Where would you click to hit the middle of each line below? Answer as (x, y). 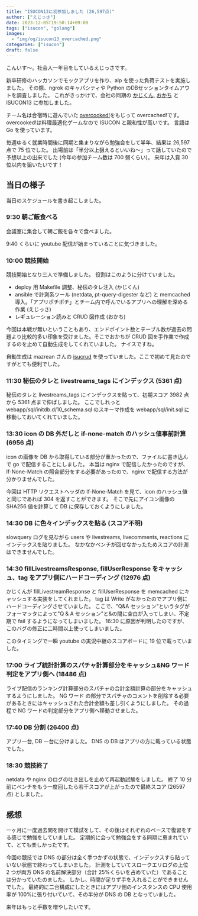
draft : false (22, 50)
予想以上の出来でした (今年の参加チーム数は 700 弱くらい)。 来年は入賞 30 (97, 157)
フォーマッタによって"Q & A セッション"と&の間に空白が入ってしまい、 (92, 614)
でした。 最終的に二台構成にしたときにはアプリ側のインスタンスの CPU (93, 887)
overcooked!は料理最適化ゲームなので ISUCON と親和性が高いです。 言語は (98, 122)
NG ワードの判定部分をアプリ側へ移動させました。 (79, 710)
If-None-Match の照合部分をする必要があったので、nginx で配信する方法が (97, 472)
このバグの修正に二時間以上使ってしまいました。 (66, 628)
